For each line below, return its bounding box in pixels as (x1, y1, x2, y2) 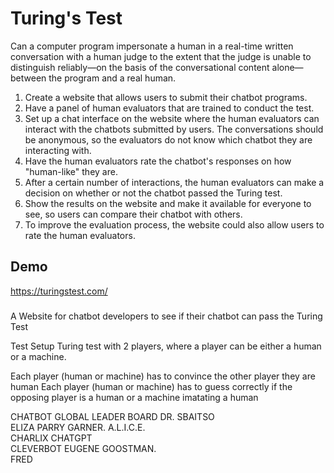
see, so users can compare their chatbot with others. (24, 208, 243, 220)
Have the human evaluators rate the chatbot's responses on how (24, 155, 292, 167)
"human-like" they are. (24, 165, 118, 177)
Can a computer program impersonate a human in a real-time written (10, 40, 294, 52)
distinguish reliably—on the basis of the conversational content (10, 61, 270, 73)
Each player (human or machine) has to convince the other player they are (10, 370, 316, 382)
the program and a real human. (48, 72, 177, 84)
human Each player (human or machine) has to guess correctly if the (10, 380, 293, 392)
